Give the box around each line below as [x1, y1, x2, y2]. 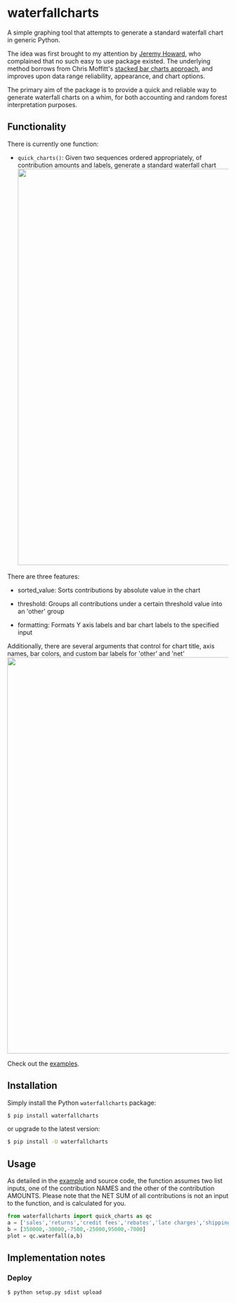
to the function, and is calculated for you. [7, 1199, 126, 1208]
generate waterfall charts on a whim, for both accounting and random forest [7, 93, 228, 101]
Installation [7, 1080, 58, 1092]
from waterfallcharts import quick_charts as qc [7, 1213, 152, 1220]
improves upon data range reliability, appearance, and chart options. [7, 72, 206, 80]
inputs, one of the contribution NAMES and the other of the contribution [7, 1184, 215, 1192]
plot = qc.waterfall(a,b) [7, 1232, 83, 1240]
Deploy [7, 1273, 32, 1283]
